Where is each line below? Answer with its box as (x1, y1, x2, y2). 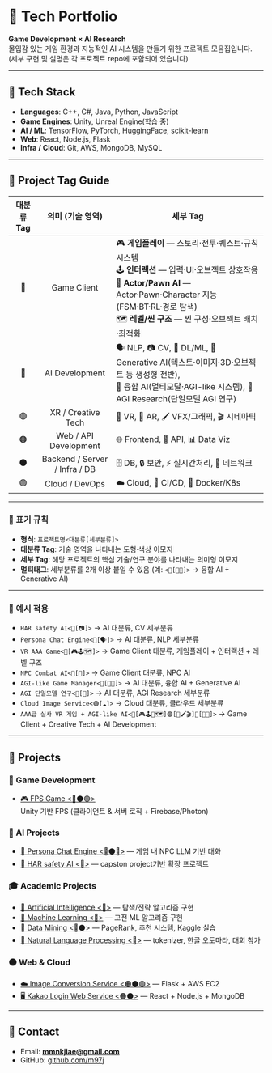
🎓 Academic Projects (8, 880, 97, 892)
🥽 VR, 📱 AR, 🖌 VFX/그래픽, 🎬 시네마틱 (116, 411, 257, 422)
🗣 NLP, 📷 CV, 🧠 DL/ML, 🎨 (116, 341, 216, 353)
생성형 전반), (134, 368, 181, 380)
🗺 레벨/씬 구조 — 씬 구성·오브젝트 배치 (116, 313, 259, 324)
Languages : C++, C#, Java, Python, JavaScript (19, 107, 179, 117)
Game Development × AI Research (8, 34, 126, 44)
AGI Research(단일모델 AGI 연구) (116, 392, 237, 404)
